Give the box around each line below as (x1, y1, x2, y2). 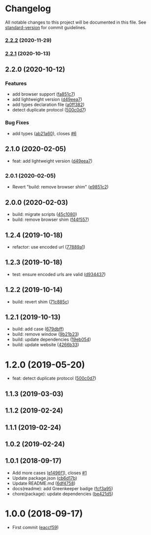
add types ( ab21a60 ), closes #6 (12, 130, 77, 136)
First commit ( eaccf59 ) (12, 524, 59, 530)
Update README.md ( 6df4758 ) (12, 480, 76, 486)
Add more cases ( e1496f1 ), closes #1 (12, 469, 87, 476)
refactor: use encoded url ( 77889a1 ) (12, 244, 85, 250)
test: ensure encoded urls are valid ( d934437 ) (12, 271, 106, 277)
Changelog (5, 3, 51, 14)
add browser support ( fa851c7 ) (12, 91, 75, 97)
